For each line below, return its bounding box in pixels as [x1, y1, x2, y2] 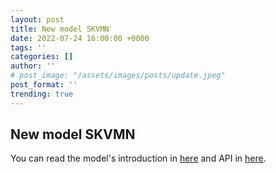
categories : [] [10, 52, 74, 62]
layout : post [10, 14, 65, 25]
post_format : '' [10, 80, 78, 90]
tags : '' [10, 42, 47, 53]
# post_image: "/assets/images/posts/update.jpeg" [10, 71, 226, 81]
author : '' [10, 61, 56, 71]
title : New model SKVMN [10, 24, 110, 34]
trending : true [10, 89, 74, 99]
